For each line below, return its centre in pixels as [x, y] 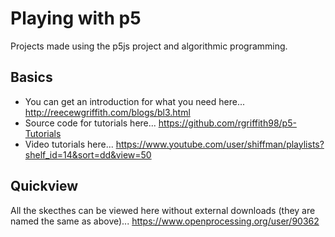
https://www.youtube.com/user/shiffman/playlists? [220, 144]
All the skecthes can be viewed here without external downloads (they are [163, 210]
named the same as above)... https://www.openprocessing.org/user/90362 [165, 221]
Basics [31, 77]
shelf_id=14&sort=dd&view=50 [88, 154]
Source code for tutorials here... [90, 123]
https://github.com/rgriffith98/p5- [227, 123]
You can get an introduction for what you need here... [135, 101]
